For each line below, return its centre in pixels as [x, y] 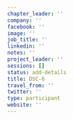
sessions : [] [26, 66]
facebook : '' [26, 27]
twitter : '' [24, 92]
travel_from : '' [31, 85]
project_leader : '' [35, 59]
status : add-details [37, 72]
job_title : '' [28, 40]
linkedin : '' [26, 46]
